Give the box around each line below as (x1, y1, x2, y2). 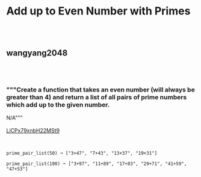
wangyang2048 (6, 48, 68, 58)
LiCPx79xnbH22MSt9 (6, 127, 60, 134)
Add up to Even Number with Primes (6, 4, 191, 18)
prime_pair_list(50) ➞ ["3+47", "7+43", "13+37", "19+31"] (6, 151, 158, 157)
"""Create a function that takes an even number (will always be (6, 85, 196, 94)
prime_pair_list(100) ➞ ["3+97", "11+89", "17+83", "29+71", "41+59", (6, 161, 187, 167)
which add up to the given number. (6, 101, 110, 109)
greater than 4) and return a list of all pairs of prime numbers (6, 93, 187, 101)
